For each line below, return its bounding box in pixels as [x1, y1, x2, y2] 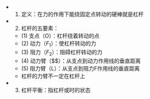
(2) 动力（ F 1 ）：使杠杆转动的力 [21, 40, 97, 49]
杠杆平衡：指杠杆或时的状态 [21, 86, 91, 94]
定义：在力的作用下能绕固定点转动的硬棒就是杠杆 [21, 10, 144, 18]
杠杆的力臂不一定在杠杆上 [21, 72, 86, 80]
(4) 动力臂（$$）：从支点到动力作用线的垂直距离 [21, 57, 141, 64]
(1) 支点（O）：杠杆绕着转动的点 [21, 32, 100, 39]
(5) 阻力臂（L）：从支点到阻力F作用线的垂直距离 [21, 64, 140, 72]
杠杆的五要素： [21, 25, 59, 32]
